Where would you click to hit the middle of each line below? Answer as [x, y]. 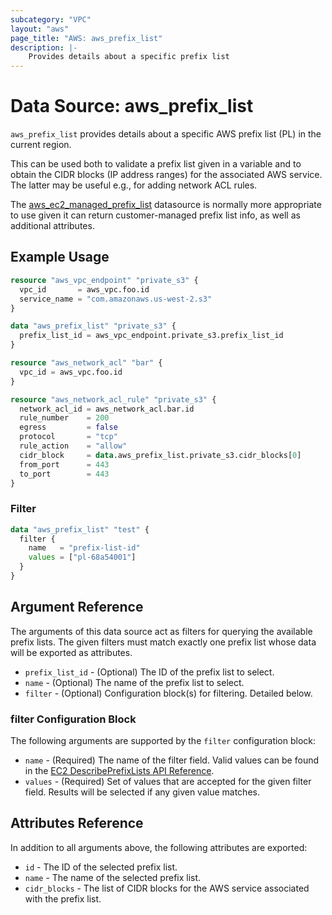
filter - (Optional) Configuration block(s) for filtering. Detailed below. [168, 693]
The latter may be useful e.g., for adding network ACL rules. [134, 185]
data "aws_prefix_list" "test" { [80, 529]
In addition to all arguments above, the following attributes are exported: [159, 847]
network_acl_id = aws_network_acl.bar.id [107, 409]
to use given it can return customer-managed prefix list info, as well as [155, 215]
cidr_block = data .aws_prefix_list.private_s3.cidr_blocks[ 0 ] [160, 455]
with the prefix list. [63, 898]
